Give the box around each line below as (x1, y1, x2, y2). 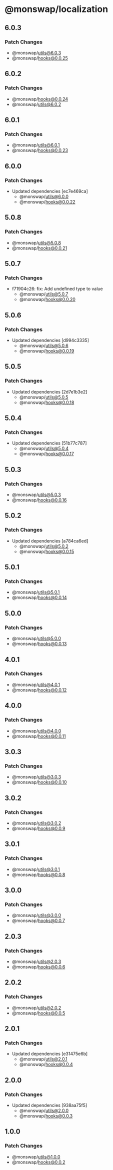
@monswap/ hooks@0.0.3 (19, 1113, 73, 1118)
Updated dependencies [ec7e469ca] (11, 188, 88, 194)
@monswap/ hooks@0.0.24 (11, 96, 68, 102)
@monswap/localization (4, 3, 108, 15)
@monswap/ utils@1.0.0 (11, 1153, 60, 1159)
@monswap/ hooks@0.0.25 (11, 55, 68, 61)
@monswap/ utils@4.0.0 (11, 727, 61, 733)
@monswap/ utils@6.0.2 (11, 101, 61, 107)
